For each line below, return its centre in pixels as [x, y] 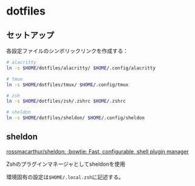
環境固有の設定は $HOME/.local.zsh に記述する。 [65, 177]
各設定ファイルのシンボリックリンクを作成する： [67, 51]
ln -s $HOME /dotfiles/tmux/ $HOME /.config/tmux [68, 84]
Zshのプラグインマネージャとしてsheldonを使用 [66, 164]
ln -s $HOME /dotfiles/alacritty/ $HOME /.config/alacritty [81, 68]
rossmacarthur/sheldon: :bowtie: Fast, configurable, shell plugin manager [97, 151]
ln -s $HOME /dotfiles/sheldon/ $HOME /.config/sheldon [76, 118]
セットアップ [30, 35]
